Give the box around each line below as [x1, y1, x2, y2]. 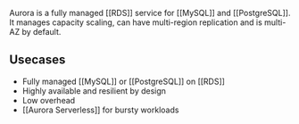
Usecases [9, 53, 66, 68]
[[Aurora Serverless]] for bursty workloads [21, 104, 179, 115]
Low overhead [21, 95, 76, 105]
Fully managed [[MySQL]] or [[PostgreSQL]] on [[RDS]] [21, 76, 226, 87]
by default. [21, 27, 62, 37]
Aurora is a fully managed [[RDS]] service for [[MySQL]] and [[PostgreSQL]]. [9, 8, 291, 18]
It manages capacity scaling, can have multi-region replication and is [9, 17, 263, 28]
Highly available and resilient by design [21, 85, 167, 96]
